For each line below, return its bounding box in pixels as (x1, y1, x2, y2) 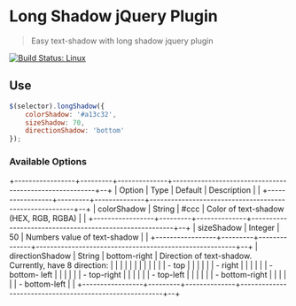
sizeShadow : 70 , (25, 118, 86, 127)
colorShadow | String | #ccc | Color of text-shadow (97, 203, 285, 214)
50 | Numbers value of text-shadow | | (9, 232, 149, 242)
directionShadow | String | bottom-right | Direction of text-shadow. (9, 250, 253, 262)
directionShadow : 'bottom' (25, 126, 125, 135)
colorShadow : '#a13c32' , (25, 110, 117, 119)
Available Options (9, 156, 87, 168)
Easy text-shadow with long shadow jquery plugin (30, 35, 214, 46)
